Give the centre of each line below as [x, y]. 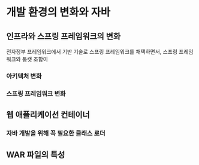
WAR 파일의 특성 [36, 155]
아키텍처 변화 [24, 76]
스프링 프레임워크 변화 [36, 93]
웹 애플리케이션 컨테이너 [48, 115]
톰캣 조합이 [35, 59]
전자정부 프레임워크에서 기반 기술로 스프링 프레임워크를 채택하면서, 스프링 [92, 52]
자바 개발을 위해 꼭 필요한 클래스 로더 [56, 133]
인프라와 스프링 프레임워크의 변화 [64, 36]
